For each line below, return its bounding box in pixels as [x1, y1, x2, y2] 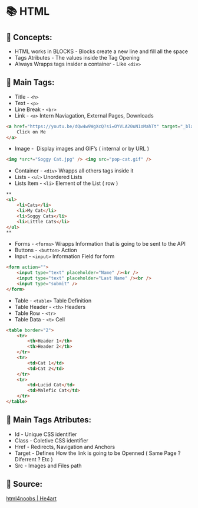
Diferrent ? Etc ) [14, 455, 53, 463]
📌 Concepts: [6, 32, 52, 42]
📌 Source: [6, 479, 43, 489]
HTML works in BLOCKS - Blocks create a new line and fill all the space [14, 48, 189, 55]
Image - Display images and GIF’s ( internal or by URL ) [14, 145, 149, 152]
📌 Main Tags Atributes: [6, 415, 92, 425]
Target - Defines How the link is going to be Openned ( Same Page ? [14, 450, 181, 457]
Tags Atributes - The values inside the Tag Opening [14, 54, 140, 61]
